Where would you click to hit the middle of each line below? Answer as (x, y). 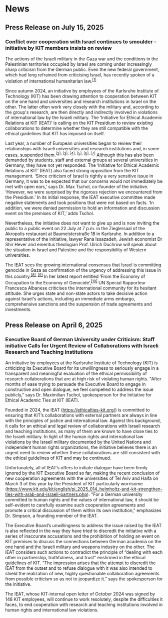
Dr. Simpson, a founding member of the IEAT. (52, 516)
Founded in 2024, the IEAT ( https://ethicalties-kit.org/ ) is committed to (77, 410)
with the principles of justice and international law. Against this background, (83, 421)
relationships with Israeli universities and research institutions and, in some (82, 148)
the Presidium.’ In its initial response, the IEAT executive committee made (80, 197)
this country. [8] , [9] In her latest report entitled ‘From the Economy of (75, 276)
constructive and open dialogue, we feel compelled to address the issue (79, 389)
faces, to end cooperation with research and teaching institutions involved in (84, 605)
